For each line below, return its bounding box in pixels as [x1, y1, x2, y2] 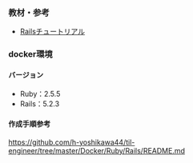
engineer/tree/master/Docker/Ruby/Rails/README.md [8, 145, 186, 155]
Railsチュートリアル [19, 26, 86, 37]
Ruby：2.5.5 [19, 89, 61, 99]
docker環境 [8, 49, 54, 60]
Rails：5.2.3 [19, 99, 60, 109]
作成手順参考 [8, 119, 50, 129]
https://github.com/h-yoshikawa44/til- [8, 137, 135, 147]
